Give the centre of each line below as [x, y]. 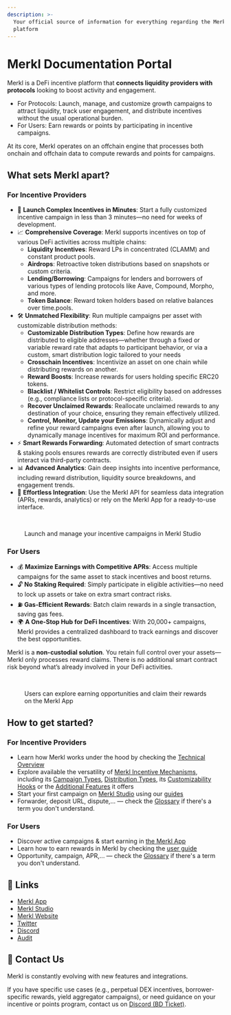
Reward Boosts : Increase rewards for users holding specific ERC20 [123, 376]
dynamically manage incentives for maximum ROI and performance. [123, 435]
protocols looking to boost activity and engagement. [82, 90]
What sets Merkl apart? [58, 175]
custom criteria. [49, 271]
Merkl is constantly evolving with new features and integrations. [98, 976]
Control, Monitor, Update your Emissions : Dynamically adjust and [121, 420]
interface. [31, 507]
